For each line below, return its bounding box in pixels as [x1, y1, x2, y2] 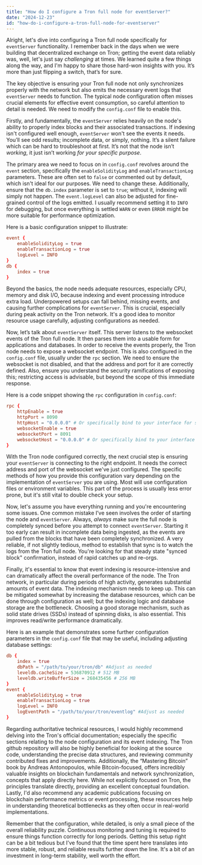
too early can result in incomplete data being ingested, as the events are [6, 528, 185, 536]
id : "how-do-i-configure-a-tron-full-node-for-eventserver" [6, 20, 161, 26]
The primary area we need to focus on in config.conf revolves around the [6, 160, 189, 168]
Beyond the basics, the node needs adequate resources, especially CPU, [6, 285, 187, 292]
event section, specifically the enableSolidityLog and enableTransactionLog [6, 167, 194, 174]
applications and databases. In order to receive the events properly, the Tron [6, 341, 196, 349]
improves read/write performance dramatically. [6, 617, 123, 624]
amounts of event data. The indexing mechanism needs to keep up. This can [6, 585, 196, 592]
